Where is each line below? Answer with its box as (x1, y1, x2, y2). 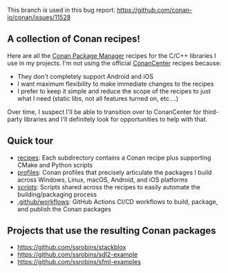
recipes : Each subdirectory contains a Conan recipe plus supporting (17, 153, 211, 162)
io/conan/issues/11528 (7, 13, 71, 21)
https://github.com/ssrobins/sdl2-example (17, 250, 138, 258)
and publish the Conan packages (17, 205, 112, 213)
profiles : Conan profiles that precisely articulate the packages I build (17, 168, 212, 176)
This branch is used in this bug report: (7, 6, 116, 14)
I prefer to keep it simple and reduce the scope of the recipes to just (17, 86, 211, 95)
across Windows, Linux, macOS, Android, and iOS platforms (17, 176, 188, 184)
